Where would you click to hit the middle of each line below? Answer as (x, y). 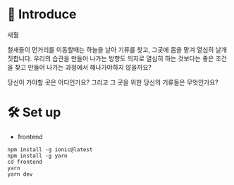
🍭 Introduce (42, 14)
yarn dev (20, 174)
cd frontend (25, 162)
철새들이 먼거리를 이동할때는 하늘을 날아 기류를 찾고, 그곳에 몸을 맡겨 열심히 (111, 49)
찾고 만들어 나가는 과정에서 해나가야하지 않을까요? (83, 67)
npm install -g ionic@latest (50, 149)
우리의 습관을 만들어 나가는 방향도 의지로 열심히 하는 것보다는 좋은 (124, 58)
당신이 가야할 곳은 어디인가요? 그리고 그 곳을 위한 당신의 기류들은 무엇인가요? (113, 82)
